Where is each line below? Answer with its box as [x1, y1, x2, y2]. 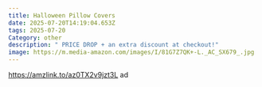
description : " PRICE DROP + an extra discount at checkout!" [8, 41, 219, 49]
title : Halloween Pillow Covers [8, 11, 115, 20]
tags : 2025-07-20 [8, 26, 66, 34]
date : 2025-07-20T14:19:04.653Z [8, 19, 115, 27]
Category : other [8, 33, 62, 42]
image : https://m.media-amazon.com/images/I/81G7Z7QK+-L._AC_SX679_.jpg [8, 48, 255, 56]
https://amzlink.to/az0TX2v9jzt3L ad [8, 70, 129, 79]
